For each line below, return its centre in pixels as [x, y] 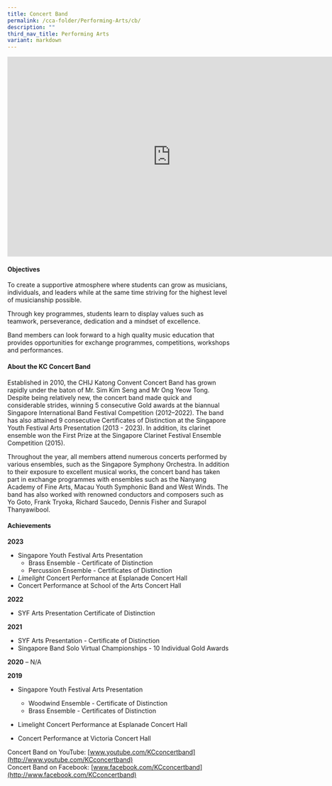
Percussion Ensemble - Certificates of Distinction [100, 570]
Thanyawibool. [29, 510]
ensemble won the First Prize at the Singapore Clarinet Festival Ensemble [114, 435]
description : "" [31, 27]
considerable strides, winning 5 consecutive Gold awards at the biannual [114, 405]
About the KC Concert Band [49, 366]
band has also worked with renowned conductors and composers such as [116, 494]
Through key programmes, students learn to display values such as [106, 314]
